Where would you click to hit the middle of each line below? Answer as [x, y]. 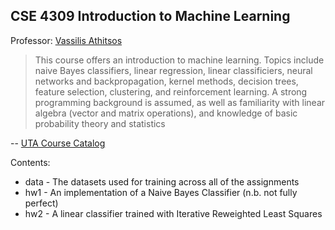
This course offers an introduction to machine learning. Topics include [179, 60]
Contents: [30, 162]
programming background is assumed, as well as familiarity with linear [180, 102]
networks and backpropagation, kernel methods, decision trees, [166, 81]
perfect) [41, 203]
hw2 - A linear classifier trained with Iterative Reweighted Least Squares [173, 213]
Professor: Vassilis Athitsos [66, 40]
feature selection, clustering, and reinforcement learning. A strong [171, 91]
